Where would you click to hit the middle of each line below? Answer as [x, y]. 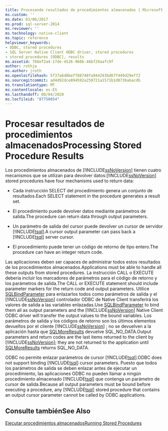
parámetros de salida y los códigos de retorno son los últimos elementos [80, 321]
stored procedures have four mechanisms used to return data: [70, 181]
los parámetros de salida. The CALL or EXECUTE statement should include [82, 284]
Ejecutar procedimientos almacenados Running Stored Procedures [73, 423]
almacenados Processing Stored [73, 146]
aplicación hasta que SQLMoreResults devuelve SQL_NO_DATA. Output [78, 332]
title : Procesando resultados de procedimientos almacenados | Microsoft [84, 10]
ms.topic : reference [27, 38]
